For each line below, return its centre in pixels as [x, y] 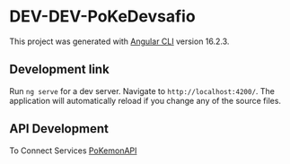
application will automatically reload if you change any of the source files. [145, 100]
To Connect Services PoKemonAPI [73, 151]
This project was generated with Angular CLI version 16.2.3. [119, 41]
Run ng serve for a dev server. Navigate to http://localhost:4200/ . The [142, 91]
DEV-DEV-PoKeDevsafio [102, 17]
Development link [59, 69]
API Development [59, 129]
